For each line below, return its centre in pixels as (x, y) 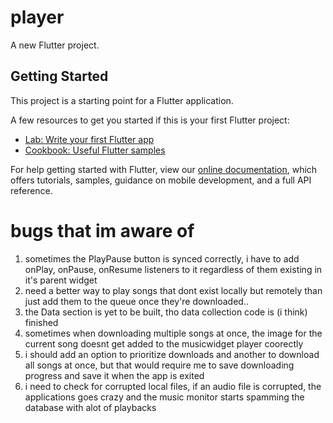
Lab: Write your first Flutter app (89, 139)
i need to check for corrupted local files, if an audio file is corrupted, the (173, 386)
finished (41, 322)
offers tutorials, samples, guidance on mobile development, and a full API (161, 180)
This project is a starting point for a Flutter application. (122, 100)
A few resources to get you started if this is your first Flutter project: (150, 120)
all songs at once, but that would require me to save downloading (159, 365)
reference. (31, 190)
